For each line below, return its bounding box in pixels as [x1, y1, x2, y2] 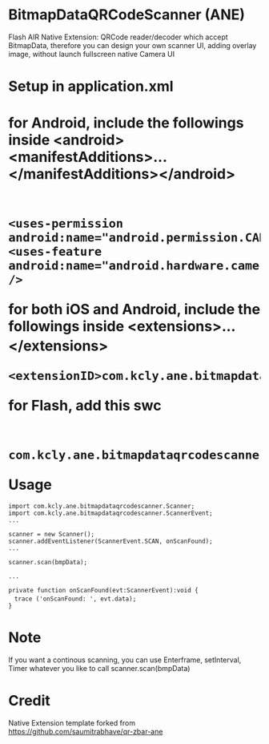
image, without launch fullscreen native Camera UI [8, 49, 175, 59]
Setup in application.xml [8, 78, 174, 95]
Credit [8, 692, 50, 710]
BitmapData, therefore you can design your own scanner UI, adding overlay [8, 40, 257, 50]
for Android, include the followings [8, 114, 244, 132]
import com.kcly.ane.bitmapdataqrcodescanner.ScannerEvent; [8, 509, 214, 518]
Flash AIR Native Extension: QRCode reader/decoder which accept [8, 32, 228, 42]
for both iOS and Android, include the [8, 301, 261, 318]
